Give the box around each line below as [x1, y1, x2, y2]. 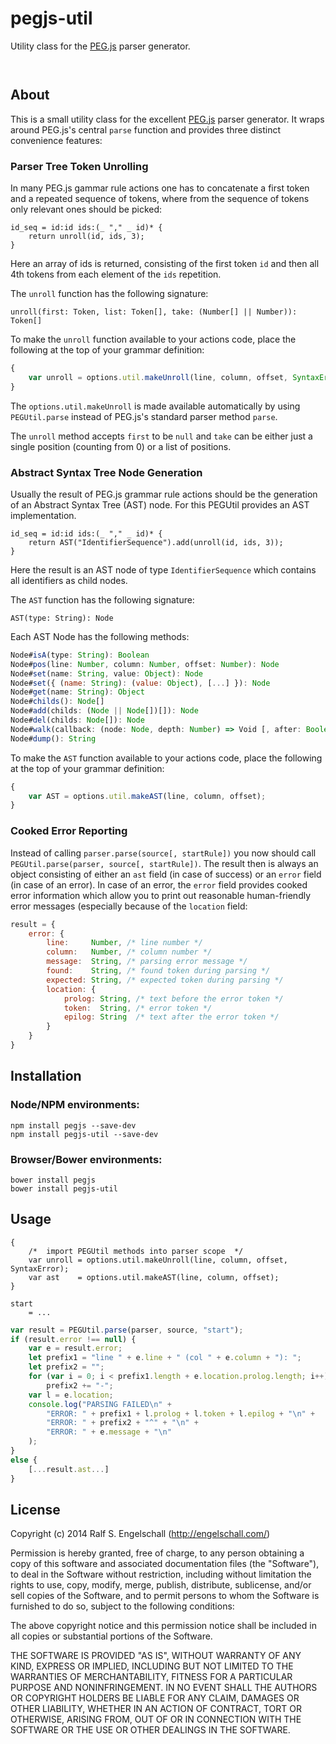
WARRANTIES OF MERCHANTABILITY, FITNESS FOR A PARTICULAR [10, 1671, 293, 1683]
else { [10, 1455, 38, 1465]
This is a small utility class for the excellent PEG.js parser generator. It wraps [10, 113, 325, 125]
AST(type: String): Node [10, 613, 114, 623]
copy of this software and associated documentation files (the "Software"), [10, 1558, 320, 1570]
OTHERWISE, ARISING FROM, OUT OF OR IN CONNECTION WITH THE [10, 1713, 302, 1726]
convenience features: [10, 134, 103, 146]
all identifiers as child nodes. [10, 574, 128, 586]
